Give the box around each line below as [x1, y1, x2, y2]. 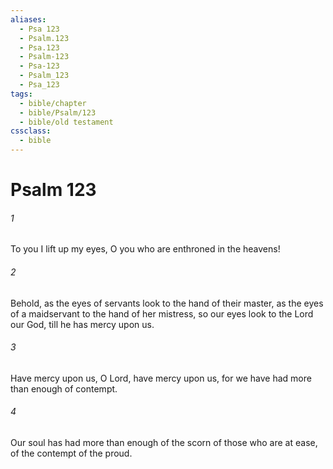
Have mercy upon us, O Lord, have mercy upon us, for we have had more [10, 372, 312, 384]
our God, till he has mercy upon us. [10, 318, 155, 330]
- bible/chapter [19, 98, 87, 108]
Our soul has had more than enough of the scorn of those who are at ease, [10, 437, 318, 448]
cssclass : [10, 126, 52, 136]
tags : [10, 89, 33, 99]
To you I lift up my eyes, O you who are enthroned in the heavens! [10, 243, 281, 255]
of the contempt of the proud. [10, 447, 133, 459]
